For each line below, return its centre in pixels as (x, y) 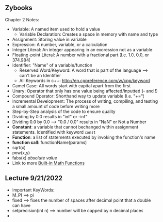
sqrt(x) (19, 147)
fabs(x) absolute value (34, 158)
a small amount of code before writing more (56, 106)
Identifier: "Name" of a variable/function (52, 65)
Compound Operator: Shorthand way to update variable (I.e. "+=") (78, 96)
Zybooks (19, 8)
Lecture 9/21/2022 (34, 178)
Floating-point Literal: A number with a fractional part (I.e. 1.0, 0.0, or (81, 55)
